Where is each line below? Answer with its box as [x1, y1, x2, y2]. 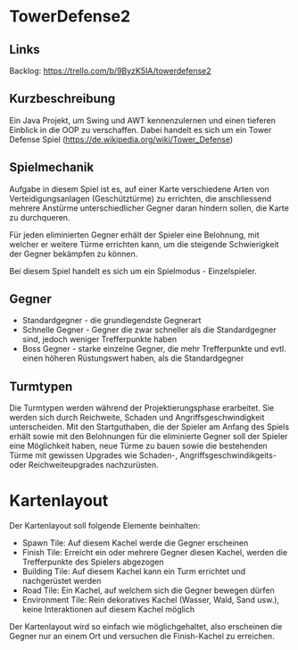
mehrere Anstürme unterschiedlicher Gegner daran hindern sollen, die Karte [9, 203, 290, 213]
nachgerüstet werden [21, 576, 102, 587]
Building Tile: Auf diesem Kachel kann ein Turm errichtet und [21, 566, 246, 577]
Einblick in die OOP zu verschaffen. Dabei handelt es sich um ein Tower [9, 124, 272, 135]
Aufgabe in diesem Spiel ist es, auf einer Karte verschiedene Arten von [9, 183, 269, 194]
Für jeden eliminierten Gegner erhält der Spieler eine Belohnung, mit [9, 229, 260, 240]
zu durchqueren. [9, 212, 70, 222]
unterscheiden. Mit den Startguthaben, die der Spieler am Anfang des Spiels [9, 421, 290, 432]
